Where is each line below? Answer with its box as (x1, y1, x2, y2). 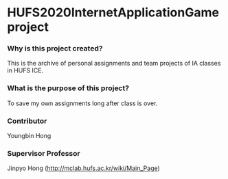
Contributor (7, 116, 47, 126)
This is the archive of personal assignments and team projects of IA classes (7, 59, 221, 68)
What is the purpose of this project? (7, 83, 129, 93)
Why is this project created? (7, 44, 103, 53)
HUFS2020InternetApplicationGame (7, 5, 220, 20)
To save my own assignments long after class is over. (7, 99, 158, 107)
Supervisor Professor (7, 149, 80, 158)
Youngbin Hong (7, 132, 52, 140)
